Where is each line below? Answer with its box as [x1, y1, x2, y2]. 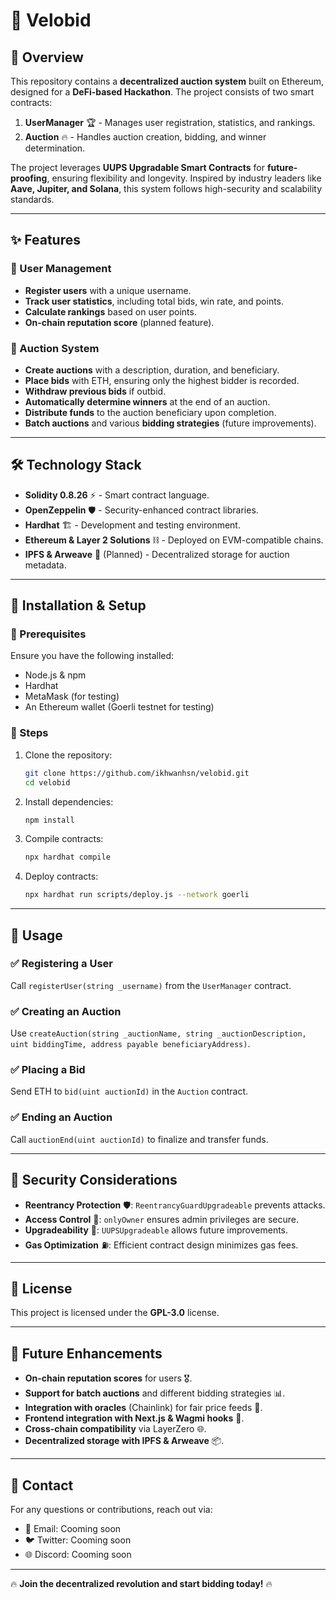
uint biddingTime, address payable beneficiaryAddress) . [10, 1038, 251, 1050]
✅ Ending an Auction [10, 1110, 113, 1124]
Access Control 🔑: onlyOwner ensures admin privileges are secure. [24, 1213, 299, 1225]
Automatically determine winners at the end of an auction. [24, 395, 271, 408]
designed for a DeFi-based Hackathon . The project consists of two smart [10, 86, 315, 98]
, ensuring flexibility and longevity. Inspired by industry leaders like [46, 172, 322, 184]
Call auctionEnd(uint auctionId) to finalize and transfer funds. [10, 1133, 269, 1145]
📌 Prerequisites [10, 627, 87, 641]
